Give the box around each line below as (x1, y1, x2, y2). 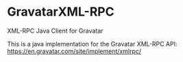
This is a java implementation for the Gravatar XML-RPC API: (7, 40, 178, 48)
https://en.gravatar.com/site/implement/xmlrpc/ (7, 47, 142, 55)
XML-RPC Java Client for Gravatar (7, 27, 103, 35)
